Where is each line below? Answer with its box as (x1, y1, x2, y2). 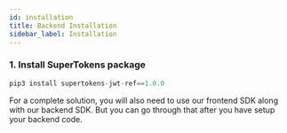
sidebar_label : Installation (9, 29, 117, 38)
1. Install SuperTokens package (9, 59, 147, 71)
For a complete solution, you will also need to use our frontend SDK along (9, 95, 278, 106)
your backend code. (9, 113, 83, 124)
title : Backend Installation (9, 21, 117, 30)
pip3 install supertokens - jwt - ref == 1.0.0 (9, 79, 165, 88)
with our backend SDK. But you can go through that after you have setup (9, 104, 275, 115)
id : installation (9, 12, 74, 22)
